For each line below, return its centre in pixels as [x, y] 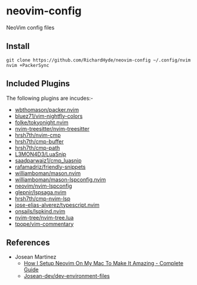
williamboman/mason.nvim [48, 173]
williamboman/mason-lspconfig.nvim [60, 179]
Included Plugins [38, 84]
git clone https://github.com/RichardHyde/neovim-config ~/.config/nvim [98, 60]
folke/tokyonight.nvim [41, 122]
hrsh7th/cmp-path [37, 148]
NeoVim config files [30, 27]
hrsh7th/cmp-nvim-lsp [42, 198]
